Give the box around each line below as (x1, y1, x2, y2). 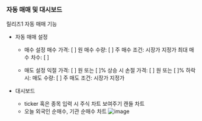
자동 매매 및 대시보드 (6, 5, 62, 13)
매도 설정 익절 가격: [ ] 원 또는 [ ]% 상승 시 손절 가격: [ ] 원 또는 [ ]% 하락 (24, 67, 196, 74)
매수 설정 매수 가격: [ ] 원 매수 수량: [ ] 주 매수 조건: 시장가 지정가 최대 (24, 46, 188, 54)
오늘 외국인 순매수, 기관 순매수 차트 (24, 108, 107, 115)
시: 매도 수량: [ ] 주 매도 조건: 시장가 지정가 (24, 74, 125, 81)
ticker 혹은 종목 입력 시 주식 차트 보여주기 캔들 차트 (24, 100, 145, 108)
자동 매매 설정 (15, 33, 48, 41)
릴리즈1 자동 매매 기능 (6, 20, 58, 28)
